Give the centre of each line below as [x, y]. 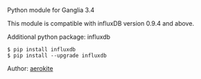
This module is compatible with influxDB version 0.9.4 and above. [101, 23]
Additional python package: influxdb [59, 37]
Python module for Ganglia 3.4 [51, 10]
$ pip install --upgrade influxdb [57, 55]
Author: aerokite [30, 68]
